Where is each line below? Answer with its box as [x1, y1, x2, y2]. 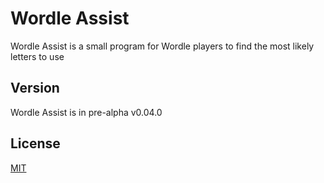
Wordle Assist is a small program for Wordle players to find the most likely [10, 40, 315, 52]
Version [10, 80, 60, 97]
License [10, 135, 61, 152]
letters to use [10, 50, 65, 62]
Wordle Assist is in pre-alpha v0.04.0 [10, 106, 163, 118]
